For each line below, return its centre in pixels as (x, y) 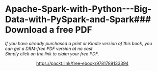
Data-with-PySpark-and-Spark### (78, 19)
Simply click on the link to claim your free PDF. (52, 54)
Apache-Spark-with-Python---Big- (78, 9)
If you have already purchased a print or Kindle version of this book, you (78, 43)
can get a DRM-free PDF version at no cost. (50, 48)
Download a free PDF (49, 30)
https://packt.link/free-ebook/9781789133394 (82, 63)
